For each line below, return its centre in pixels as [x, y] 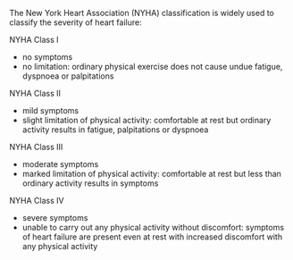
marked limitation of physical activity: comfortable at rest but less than [151, 174]
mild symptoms [50, 110]
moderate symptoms [60, 164]
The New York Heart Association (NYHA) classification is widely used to [142, 13]
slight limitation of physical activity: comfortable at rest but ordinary [146, 120]
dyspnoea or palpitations [68, 76]
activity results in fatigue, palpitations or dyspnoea [115, 130]
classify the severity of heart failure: [75, 22]
